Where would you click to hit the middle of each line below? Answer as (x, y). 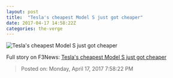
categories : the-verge (34, 28)
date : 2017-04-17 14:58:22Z (41, 23)
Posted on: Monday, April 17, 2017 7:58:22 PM (77, 69)
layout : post (22, 12)
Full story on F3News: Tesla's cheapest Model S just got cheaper (86, 57)
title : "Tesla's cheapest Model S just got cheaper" (75, 17)
